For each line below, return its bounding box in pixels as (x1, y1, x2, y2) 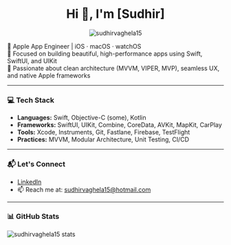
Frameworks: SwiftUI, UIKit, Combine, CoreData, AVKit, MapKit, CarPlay (16, 121, 222, 129)
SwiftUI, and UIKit (7, 56, 57, 65)
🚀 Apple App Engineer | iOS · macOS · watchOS (7, 42, 142, 50)
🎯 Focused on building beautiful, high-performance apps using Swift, (7, 49, 203, 58)
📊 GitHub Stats (7, 212, 60, 222)
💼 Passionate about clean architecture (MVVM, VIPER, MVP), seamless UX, (7, 64, 220, 72)
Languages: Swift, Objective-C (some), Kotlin (16, 113, 146, 122)
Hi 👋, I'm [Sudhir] (66, 6, 165, 22)
